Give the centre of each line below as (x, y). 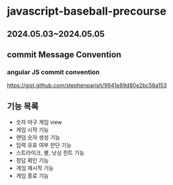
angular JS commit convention (53, 72)
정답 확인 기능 (32, 160)
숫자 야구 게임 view (39, 122)
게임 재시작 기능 (35, 168)
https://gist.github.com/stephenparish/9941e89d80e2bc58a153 (87, 85)
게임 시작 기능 (32, 130)
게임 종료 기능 (32, 176)
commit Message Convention (64, 54)
